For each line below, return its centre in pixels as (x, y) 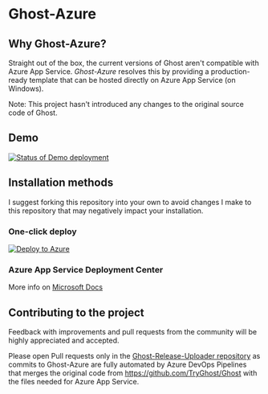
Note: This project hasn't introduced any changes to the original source (126, 104)
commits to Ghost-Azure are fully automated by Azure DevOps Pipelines (128, 365)
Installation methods (61, 183)
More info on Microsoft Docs (55, 287)
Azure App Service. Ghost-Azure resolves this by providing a (109, 72)
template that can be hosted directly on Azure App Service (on (132, 80)
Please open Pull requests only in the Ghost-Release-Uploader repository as (134, 356)
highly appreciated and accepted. (64, 341)
